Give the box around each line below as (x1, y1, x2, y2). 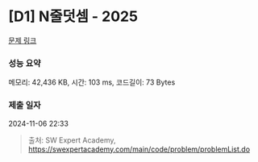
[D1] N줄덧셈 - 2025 (8, 7, 139, 26)
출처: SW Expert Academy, (27, 135, 116, 145)
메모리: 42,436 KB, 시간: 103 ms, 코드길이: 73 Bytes (8, 77, 176, 87)
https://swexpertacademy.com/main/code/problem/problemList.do (27, 144, 251, 154)
